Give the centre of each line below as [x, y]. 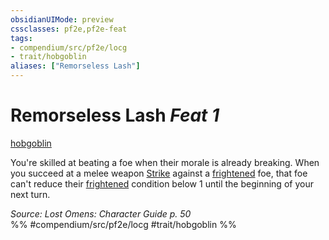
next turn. [30, 194]
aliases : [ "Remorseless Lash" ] [75, 66]
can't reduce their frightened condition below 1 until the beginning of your [162, 183]
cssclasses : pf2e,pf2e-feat [69, 29]
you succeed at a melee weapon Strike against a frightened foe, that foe [159, 173]
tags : [21, 38]
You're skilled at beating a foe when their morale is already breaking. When [165, 162]
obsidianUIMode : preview [62, 19]
